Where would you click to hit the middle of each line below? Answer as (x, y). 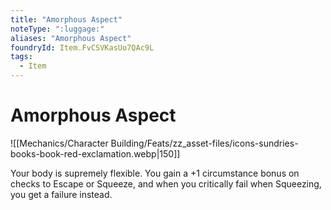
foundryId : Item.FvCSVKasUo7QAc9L (82, 47)
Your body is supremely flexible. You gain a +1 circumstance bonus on (155, 173)
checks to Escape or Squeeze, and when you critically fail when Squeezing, (166, 183)
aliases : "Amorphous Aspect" (71, 38)
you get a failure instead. (61, 194)
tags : (21, 57)
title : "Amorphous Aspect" (66, 19)
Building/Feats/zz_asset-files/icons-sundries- (204, 143)
